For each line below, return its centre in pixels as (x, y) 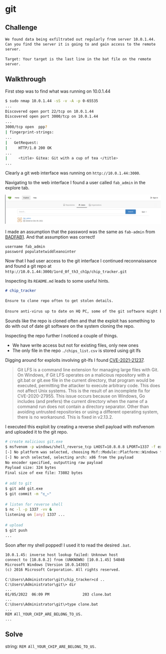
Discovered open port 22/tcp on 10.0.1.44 (49, 111)
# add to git (19, 484)
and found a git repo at (28, 266)
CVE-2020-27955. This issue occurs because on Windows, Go (81, 396)
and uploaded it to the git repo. (37, 432)
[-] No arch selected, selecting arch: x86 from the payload (69, 457)
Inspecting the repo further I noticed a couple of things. (62, 336)
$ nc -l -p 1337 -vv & (28, 509)
